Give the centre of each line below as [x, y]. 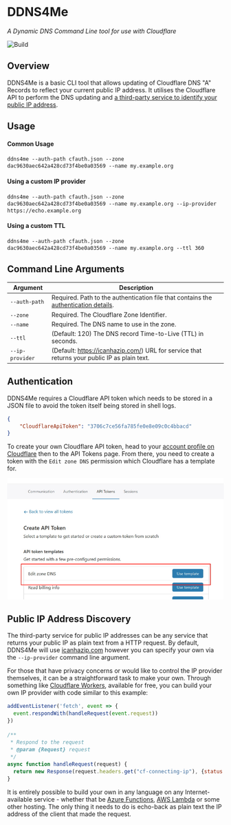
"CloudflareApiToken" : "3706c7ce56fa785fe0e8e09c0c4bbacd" [106, 426]
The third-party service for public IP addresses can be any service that [108, 635]
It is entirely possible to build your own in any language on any [96, 792]
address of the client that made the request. [69, 814]
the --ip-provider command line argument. [69, 657]
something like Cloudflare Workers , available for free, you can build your [110, 685]
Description [136, 288]
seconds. [64, 341]
